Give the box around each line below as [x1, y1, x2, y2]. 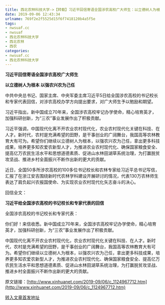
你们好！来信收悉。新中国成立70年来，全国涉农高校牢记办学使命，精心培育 [5, 221, 157, 227]
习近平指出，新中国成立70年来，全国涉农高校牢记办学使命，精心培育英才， [5, 109, 157, 115]
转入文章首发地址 [5, 295, 40, 301]
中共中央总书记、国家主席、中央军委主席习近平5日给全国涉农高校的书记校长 [5, 92, 159, 98]
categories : [5, 48, 29, 53]
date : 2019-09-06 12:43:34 [5, 12, 60, 17]
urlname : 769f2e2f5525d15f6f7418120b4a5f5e [5, 16, 96, 21]
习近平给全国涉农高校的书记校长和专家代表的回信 [5, 200, 104, 206]
